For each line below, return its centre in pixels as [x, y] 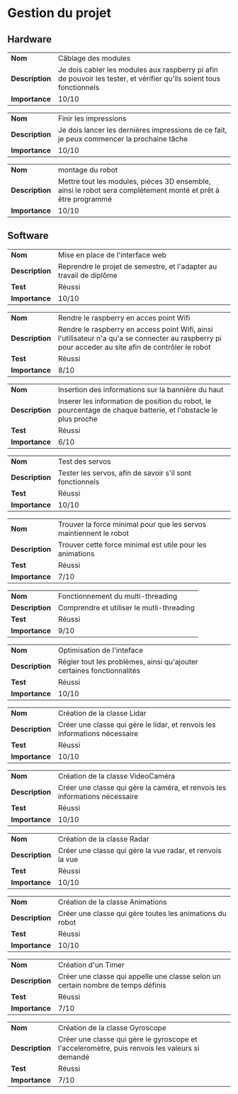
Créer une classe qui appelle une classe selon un [139, 976]
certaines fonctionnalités [99, 670]
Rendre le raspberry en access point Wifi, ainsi [135, 329]
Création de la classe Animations [112, 902]
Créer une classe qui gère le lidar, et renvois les [137, 725]
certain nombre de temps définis [112, 985]
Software [28, 236]
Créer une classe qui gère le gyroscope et [127, 1039]
